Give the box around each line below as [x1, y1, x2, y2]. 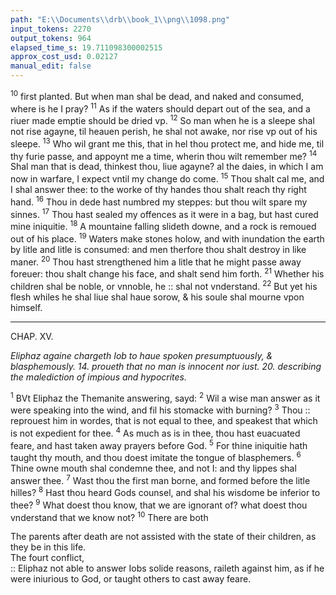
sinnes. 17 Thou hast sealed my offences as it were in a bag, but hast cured [10, 206, 319, 220]
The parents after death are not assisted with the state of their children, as [10, 531, 317, 543]
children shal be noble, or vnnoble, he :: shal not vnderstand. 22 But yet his [10, 278, 318, 292]
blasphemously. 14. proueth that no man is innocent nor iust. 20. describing [10, 360, 322, 372]
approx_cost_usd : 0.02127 [10, 52, 118, 62]
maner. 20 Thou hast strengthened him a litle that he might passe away [10, 254, 302, 268]
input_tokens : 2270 [10, 24, 92, 34]
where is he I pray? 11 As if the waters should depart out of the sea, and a [10, 101, 311, 115]
